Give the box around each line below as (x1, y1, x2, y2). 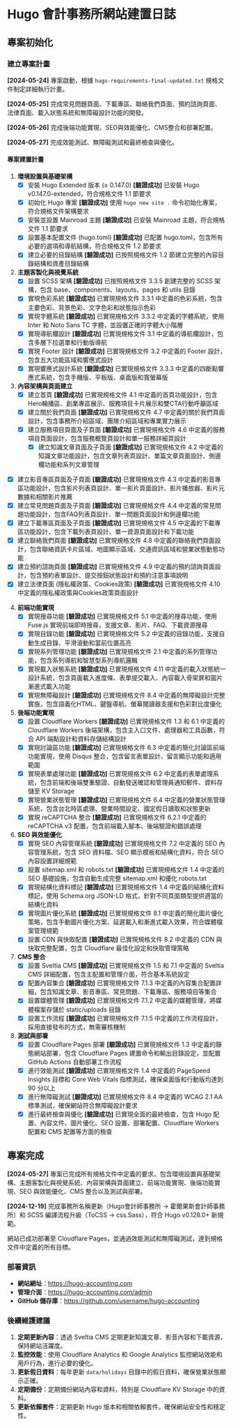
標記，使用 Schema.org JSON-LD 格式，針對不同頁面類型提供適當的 (27, 892, 223, 900)
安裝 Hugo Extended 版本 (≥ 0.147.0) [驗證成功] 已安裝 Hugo (27, 181, 200, 189)
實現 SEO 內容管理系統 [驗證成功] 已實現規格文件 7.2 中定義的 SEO (27, 839, 218, 848)
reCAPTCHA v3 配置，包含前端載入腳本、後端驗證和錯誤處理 (27, 822, 202, 830)
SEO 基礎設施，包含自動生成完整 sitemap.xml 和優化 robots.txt (27, 874, 207, 883)
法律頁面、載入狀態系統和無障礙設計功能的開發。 (7, 108, 147, 117)
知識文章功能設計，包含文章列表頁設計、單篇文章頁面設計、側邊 (38, 451, 221, 460)
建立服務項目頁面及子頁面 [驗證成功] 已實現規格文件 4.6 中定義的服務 (27, 425, 225, 433)
